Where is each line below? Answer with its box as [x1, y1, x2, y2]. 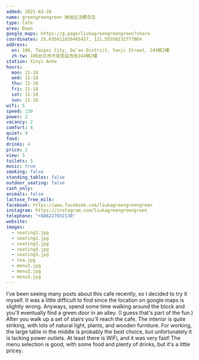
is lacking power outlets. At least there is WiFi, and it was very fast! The [6, 334, 181, 342]
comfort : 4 [6, 125, 33, 131]
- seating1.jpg [11, 229, 49, 235]
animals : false [6, 191, 44, 197]
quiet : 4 [6, 130, 28, 137]
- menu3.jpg [11, 274, 42, 280]
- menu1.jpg [11, 263, 42, 269]
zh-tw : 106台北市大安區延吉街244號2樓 [11, 53, 98, 59]
